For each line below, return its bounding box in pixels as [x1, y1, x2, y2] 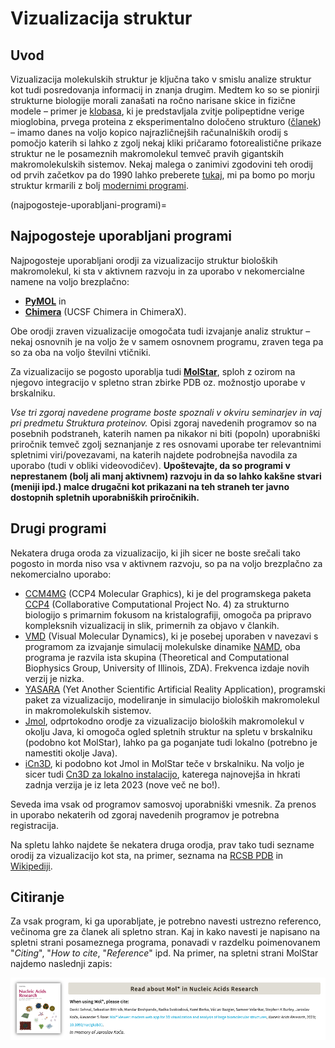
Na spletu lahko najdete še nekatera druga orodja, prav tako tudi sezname [10, 838, 315, 851]
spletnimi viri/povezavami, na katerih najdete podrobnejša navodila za [10, 448, 298, 461]
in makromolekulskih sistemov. [24, 704, 152, 716]
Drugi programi [10, 520, 107, 537]
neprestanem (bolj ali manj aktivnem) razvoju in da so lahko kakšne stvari [10, 470, 322, 482]
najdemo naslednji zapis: [10, 958, 113, 970]
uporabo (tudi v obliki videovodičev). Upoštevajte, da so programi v [10, 459, 291, 471]
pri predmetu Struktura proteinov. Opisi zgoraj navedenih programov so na [10, 417, 317, 429]
